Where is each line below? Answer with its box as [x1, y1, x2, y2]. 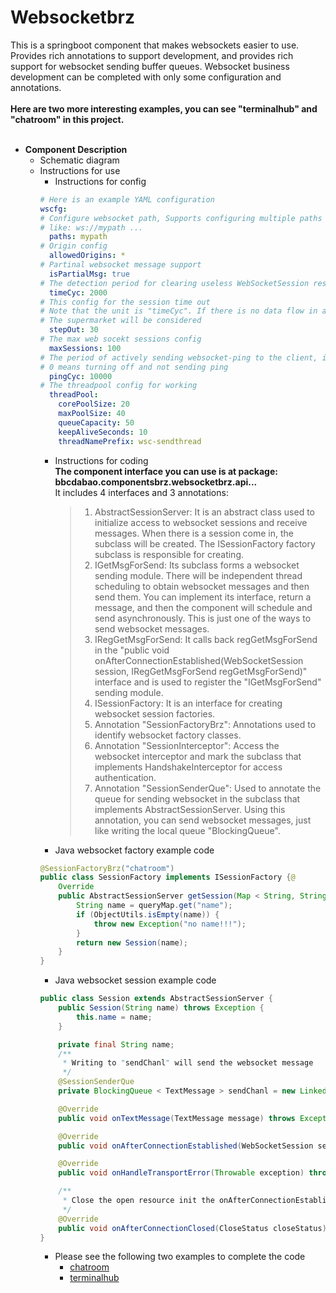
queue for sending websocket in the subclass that [94, 792, 301, 805]
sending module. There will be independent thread [94, 569, 303, 581]
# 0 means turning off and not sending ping [39, 362, 229, 372]
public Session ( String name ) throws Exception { [58, 1003, 265, 1013]
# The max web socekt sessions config [39, 334, 202, 345]
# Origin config [39, 241, 108, 251]
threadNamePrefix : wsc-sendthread [58, 436, 202, 446]
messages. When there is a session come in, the [94, 527, 295, 539]
